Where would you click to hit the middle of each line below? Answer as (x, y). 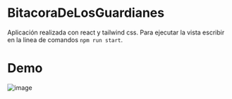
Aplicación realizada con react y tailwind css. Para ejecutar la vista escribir (116, 32)
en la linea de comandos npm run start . (65, 39)
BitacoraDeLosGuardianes (86, 13)
